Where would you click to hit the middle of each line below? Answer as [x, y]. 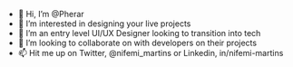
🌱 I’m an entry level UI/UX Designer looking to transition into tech [139, 33]
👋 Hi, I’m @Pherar [51, 14]
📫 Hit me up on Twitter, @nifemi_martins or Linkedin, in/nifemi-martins [151, 53]
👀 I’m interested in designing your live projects [104, 24]
